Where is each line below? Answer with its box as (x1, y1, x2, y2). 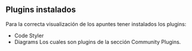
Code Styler (14, 32, 44, 39)
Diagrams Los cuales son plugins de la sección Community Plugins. (14, 38, 181, 45)
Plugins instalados (5, 5, 76, 15)
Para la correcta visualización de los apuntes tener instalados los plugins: (5, 20, 187, 27)
